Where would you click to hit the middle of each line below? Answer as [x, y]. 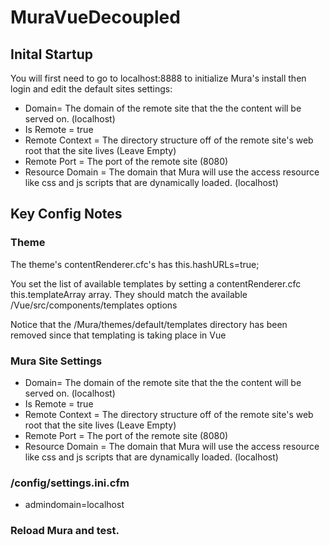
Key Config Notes [66, 214]
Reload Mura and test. [65, 531]
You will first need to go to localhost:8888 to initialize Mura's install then [158, 78]
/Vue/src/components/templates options [94, 305]
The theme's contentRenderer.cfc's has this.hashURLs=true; [135, 264]
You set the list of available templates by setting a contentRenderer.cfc [156, 283]
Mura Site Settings [56, 361]
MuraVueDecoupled [95, 17]
